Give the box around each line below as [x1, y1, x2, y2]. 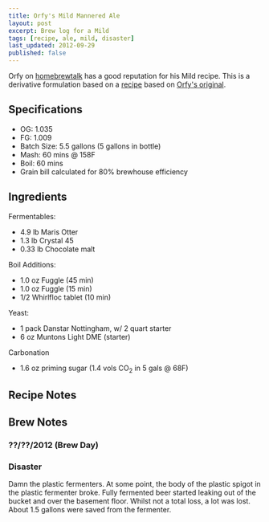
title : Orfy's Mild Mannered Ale [8, 11, 120, 20]
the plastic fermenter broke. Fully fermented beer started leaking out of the [8, 487, 257, 498]
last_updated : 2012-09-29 [8, 42, 95, 50]
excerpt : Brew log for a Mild [8, 27, 110, 35]
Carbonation [8, 347, 50, 357]
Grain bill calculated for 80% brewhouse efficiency [19, 166, 189, 177]
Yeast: [8, 308, 30, 317]
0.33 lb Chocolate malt [19, 244, 96, 254]
